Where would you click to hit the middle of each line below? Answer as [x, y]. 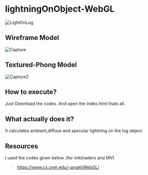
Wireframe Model [32, 38]
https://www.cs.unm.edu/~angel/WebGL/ [58, 167]
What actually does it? [40, 119]
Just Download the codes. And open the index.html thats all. [65, 104]
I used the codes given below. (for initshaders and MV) [60, 158]
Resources [22, 146]
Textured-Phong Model [41, 65]
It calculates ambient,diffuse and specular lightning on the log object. [74, 131]
